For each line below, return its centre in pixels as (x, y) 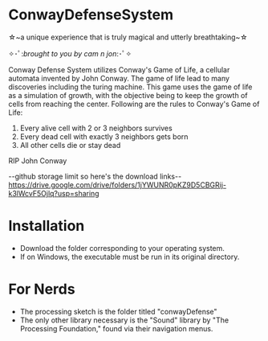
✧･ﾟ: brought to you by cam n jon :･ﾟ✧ (70, 53)
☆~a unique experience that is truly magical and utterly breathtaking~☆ (128, 37)
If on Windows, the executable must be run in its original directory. (130, 257)
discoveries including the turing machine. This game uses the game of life (130, 87)
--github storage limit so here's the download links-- (95, 176)
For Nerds (42, 289)
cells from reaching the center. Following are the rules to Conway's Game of (134, 104)
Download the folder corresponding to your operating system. (122, 248)
